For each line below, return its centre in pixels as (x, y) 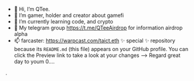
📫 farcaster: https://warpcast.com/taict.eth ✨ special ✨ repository (94, 41)
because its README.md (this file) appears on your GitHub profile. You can (101, 49)
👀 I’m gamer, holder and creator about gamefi (69, 15)
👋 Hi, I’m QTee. (32, 9)
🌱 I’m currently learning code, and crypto (64, 21)
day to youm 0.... (34, 61)
